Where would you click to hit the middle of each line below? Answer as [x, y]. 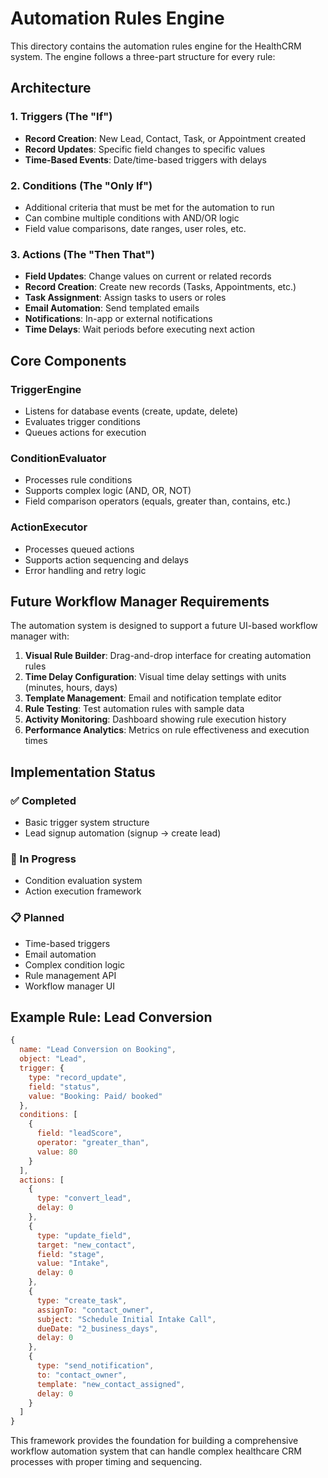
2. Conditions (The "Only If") [81, 185]
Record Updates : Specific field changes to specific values [145, 149]
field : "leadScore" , [79, 1133]
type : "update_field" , [84, 1235]
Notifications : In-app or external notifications [118, 319]
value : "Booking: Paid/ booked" [95, 1096]
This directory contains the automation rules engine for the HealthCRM [156, 46]
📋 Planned [37, 918]
